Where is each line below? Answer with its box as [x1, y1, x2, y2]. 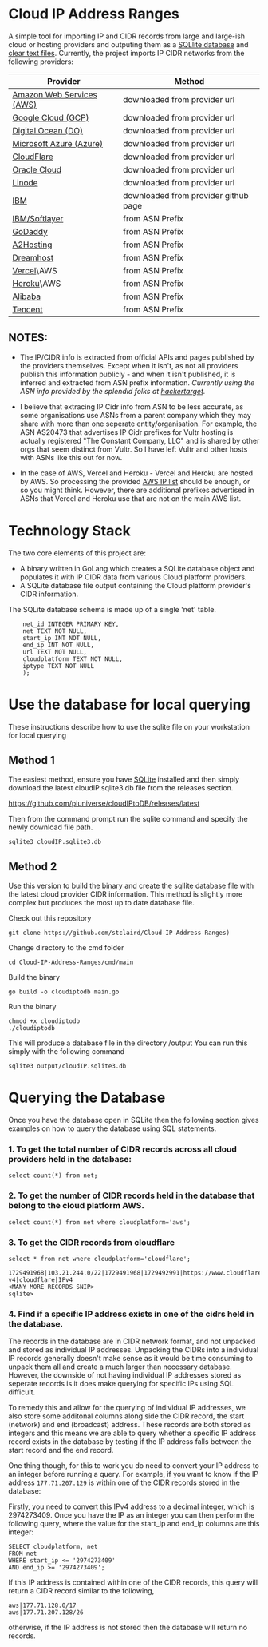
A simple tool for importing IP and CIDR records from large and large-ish [8, 31, 246, 41]
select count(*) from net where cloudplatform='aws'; [8, 1218, 191, 1227]
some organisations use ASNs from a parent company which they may [19, 410, 251, 420]
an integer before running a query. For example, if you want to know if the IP [8, 1470, 259, 1479]
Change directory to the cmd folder [8, 943, 124, 953]
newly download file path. [8, 822, 93, 832]
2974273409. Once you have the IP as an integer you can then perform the [8, 1510, 255, 1520]
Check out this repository [8, 913, 92, 923]
